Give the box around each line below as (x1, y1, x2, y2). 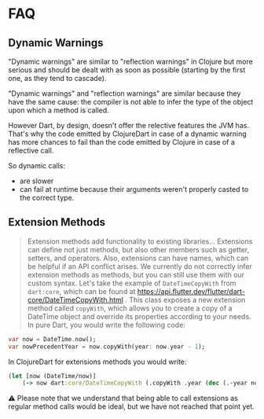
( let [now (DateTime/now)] (8, 372, 97, 380)
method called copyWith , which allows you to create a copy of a (27, 303, 233, 313)
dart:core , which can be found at (27, 286, 136, 296)
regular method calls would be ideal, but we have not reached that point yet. (8, 402, 255, 411)
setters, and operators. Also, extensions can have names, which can (27, 253, 249, 263)
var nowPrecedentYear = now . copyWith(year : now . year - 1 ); (8, 343, 206, 351)
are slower (19, 176, 54, 186)
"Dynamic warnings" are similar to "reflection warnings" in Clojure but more (8, 57, 253, 66)
